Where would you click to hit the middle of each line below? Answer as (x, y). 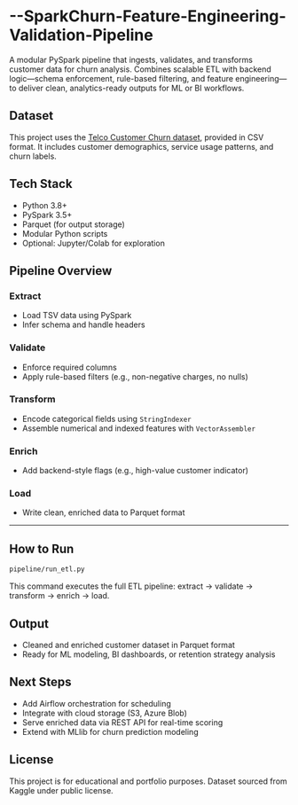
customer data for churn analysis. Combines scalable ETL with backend (141, 69)
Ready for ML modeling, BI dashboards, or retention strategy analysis (149, 654)
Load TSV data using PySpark (77, 316)
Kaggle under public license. (61, 790)
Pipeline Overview (61, 271)
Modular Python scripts (65, 233)
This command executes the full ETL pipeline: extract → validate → (131, 586)
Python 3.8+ (45, 205)
